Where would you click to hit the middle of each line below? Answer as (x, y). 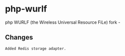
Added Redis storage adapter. (36, 49)
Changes (19, 37)
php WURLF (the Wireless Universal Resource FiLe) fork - (63, 22)
